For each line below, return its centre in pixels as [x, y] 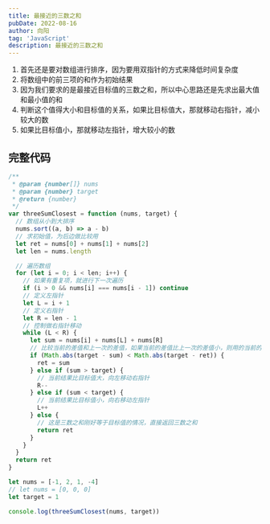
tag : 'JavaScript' [39, 38]
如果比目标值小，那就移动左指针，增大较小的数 [97, 130]
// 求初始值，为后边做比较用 [57, 236]
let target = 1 [34, 497]
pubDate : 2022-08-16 [43, 23]
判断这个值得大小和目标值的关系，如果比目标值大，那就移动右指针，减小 [139, 110]
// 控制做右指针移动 [52, 325]
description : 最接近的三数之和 [56, 46]
